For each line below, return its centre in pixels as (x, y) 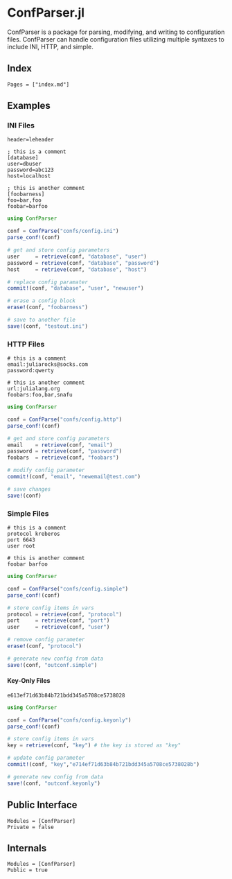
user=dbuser (24, 164)
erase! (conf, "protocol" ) (44, 646)
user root (21, 546)
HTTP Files (26, 344)
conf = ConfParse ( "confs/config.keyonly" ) (69, 720)
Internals (27, 848)
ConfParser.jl (46, 13)
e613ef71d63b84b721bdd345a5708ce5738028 (66, 695)
